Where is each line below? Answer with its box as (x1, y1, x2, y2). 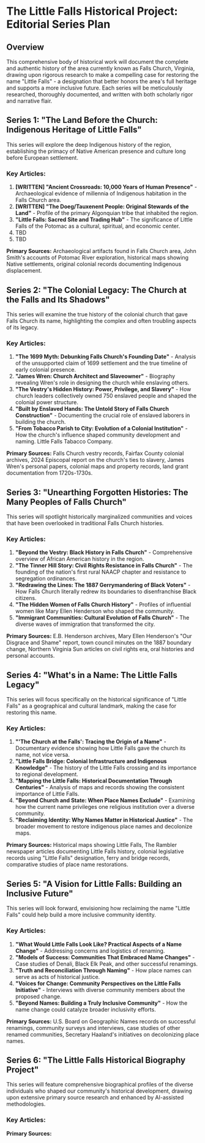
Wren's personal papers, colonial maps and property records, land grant (6, 462, 188, 470)
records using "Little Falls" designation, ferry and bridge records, (6, 854, 170, 862)
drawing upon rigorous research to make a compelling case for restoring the (6, 71, 199, 78)
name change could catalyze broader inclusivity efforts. (15, 1005, 156, 1013)
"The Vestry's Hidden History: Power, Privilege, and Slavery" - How (15, 386, 192, 393)
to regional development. (15, 771, 78, 778)
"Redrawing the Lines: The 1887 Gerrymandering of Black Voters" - (15, 582, 191, 589)
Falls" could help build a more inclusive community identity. (6, 911, 156, 919)
